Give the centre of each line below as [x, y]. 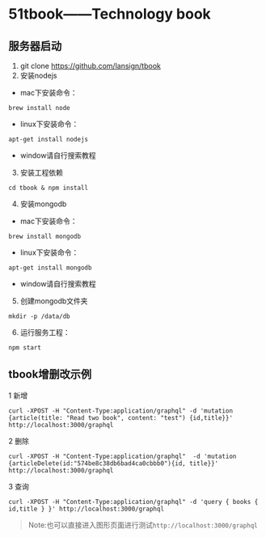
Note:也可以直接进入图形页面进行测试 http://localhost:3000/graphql [143, 525]
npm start [25, 348]
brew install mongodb [45, 236]
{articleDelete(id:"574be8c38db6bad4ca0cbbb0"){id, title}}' [114, 463]
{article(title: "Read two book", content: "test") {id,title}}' [120, 417]
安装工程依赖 [41, 172]
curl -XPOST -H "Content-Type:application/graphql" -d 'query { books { [133, 502]
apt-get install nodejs [49, 139]
